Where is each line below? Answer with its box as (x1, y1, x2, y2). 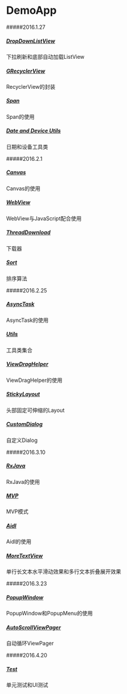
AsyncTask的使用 (6, 316, 49, 324)
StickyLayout (6, 391, 41, 398)
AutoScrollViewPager (6, 624, 61, 631)
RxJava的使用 (6, 478, 40, 485)
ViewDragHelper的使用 (6, 376, 63, 384)
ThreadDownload (6, 229, 51, 236)
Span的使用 (6, 113, 35, 120)
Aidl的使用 (6, 538, 32, 545)
